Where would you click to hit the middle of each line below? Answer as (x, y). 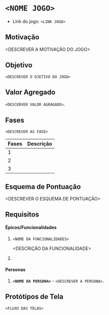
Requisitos (22, 214)
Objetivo (19, 65)
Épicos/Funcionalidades (31, 227)
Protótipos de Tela (34, 297)
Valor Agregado (30, 92)
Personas (16, 270)
